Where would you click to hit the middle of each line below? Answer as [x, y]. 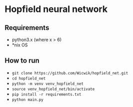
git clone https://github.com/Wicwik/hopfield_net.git [70, 73]
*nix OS [20, 45]
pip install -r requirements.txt [47, 94]
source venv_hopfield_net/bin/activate [53, 89]
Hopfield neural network [56, 9]
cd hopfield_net [29, 78]
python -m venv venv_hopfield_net [48, 83]
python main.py [28, 99]
